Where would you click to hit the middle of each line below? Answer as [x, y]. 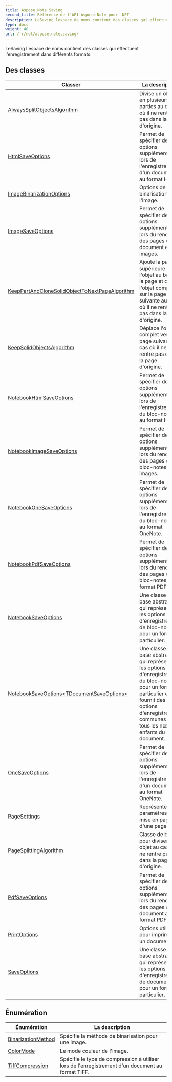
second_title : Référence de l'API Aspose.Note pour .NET [67, 15]
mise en [149, 820]
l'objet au [150, 275]
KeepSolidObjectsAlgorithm [41, 347]
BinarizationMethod [31, 1039]
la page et [151, 281]
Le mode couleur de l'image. [94, 1051]
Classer [71, 84]
